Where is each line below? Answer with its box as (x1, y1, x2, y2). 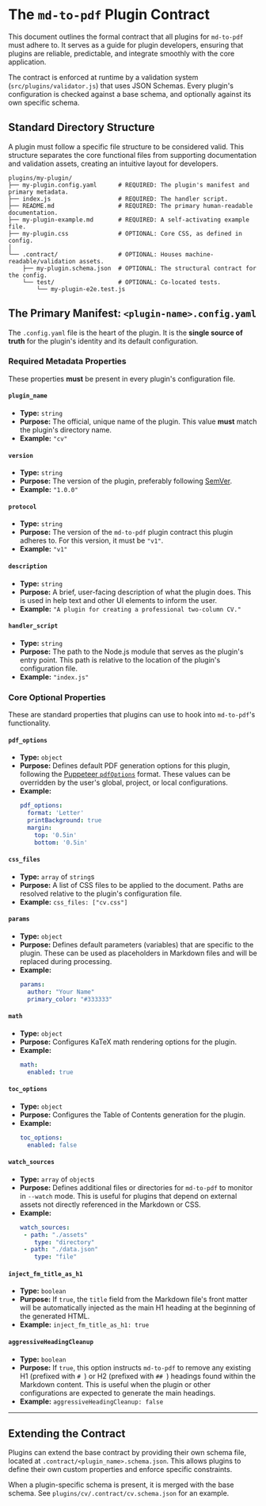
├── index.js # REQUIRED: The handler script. (8, 194, 228, 203)
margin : (27, 824, 53, 832)
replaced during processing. (19, 957, 112, 966)
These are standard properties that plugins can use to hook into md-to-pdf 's (8, 710, 256, 720)
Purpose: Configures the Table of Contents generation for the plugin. (19, 1109, 246, 1120)
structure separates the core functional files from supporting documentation (8, 150, 257, 159)
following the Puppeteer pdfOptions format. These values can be (19, 770, 231, 779)
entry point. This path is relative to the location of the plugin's (19, 655, 221, 664)
